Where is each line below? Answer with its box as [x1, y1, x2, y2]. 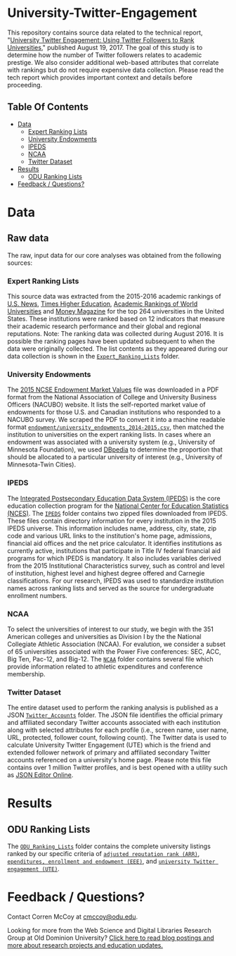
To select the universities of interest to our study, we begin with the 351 [7, 625, 214, 633]
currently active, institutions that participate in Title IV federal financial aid [7, 546, 221, 554]
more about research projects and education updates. [7, 941, 164, 950]
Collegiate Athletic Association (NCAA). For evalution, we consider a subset [7, 640, 226, 648]
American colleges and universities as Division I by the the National [7, 632, 202, 640]
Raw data [7, 232, 49, 244]
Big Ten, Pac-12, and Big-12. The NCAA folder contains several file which [7, 654, 214, 663]
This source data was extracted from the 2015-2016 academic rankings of [7, 292, 221, 301]
